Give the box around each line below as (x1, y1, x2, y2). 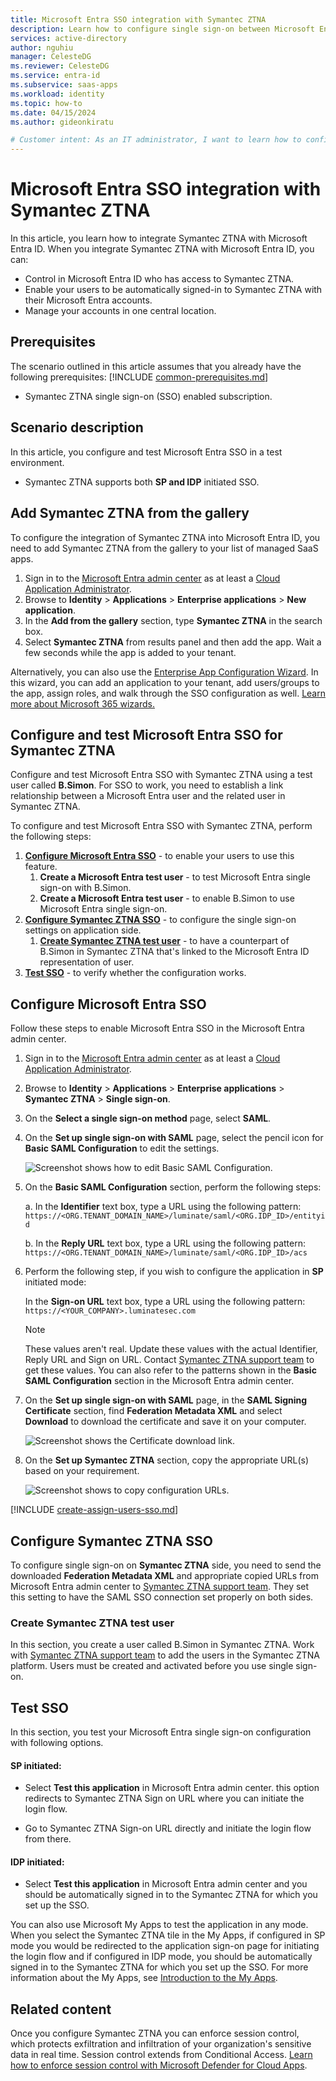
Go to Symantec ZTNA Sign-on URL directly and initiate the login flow (24, 1822, 312, 1835)
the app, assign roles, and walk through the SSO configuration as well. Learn (10, 687, 326, 699)
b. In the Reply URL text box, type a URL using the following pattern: (24, 1237, 307, 1250)
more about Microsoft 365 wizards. (10, 697, 155, 710)
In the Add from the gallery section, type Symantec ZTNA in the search (24, 614, 323, 626)
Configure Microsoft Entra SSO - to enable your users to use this (24, 850, 295, 862)
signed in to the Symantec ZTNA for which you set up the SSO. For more (10, 1961, 309, 1973)
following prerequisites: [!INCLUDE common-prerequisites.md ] (10, 371, 269, 383)
